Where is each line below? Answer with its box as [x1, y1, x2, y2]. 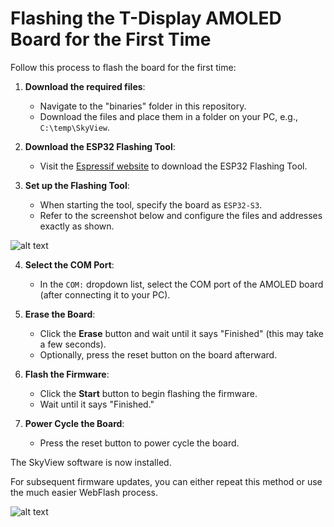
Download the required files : [24, 80, 146, 92]
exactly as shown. [39, 220, 115, 232]
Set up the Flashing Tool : [24, 179, 130, 191]
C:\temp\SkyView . [39, 121, 111, 133]
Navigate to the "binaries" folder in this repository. [39, 100, 247, 112]
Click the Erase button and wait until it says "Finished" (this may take [39, 327, 324, 339]
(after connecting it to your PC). [39, 288, 171, 301]
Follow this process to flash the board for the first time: [10, 61, 237, 73]
